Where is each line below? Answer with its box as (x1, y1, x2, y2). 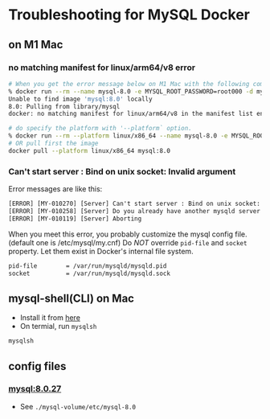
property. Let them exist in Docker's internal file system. (8, 246, 194, 256)
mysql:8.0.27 (8, 384, 62, 395)
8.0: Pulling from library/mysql (8, 102, 121, 110)
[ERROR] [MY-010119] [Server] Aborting (8, 215, 142, 223)
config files (8, 359, 67, 373)
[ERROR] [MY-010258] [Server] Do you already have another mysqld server (8, 207, 261, 215)
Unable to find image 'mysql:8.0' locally (8, 95, 153, 103)
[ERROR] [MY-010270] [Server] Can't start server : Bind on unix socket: (8, 199, 261, 208)
